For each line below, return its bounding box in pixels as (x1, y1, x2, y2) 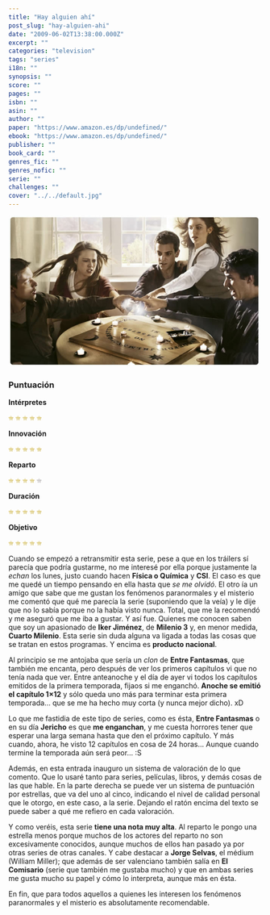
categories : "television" (8, 47, 95, 56)
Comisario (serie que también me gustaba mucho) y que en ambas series (8, 865, 254, 875)
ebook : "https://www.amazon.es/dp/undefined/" (8, 132, 168, 140)
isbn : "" (8, 98, 38, 107)
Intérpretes (8, 398, 47, 407)
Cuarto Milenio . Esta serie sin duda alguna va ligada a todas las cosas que (8, 631, 256, 641)
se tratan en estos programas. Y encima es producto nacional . (8, 640, 218, 650)
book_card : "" (8, 149, 56, 157)
